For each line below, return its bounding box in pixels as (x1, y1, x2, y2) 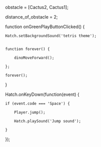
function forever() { (5, 47, 50, 52)
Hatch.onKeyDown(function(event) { (5, 91, 80, 97)
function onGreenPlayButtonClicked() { (5, 24, 85, 30)
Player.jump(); (14, 110, 46, 115)
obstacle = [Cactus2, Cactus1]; (5, 5, 69, 10)
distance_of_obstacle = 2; (5, 14, 58, 20)
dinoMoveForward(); (14, 55, 55, 60)
